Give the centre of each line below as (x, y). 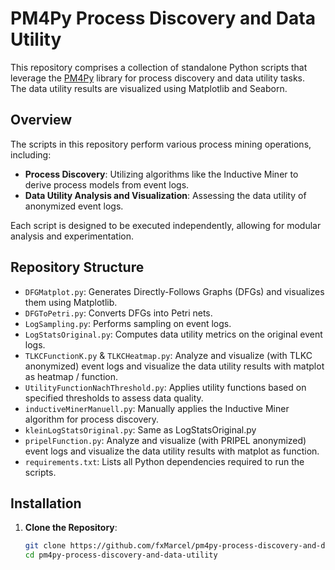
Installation (46, 503)
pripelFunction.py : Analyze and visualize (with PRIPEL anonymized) (165, 440)
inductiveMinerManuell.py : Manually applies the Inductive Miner (157, 408)
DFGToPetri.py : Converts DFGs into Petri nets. (118, 313)
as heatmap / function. (71, 376)
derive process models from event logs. (107, 184)
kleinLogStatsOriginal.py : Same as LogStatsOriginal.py (140, 429)
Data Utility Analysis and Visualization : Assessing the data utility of (165, 195)
